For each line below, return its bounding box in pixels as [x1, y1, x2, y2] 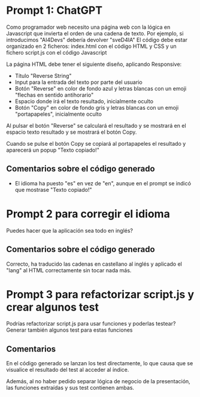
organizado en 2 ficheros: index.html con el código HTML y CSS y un [6, 43, 177, 50]
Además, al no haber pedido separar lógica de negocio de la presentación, [6, 378, 190, 385]
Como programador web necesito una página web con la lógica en [6, 23, 171, 31]
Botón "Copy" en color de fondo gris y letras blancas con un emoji [14, 104, 179, 111]
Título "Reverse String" [14, 72, 72, 79]
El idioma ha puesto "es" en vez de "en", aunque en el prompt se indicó [14, 179, 192, 187]
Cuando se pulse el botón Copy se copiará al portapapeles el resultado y [6, 140, 186, 147]
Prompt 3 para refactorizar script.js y [6, 287, 195, 301]
